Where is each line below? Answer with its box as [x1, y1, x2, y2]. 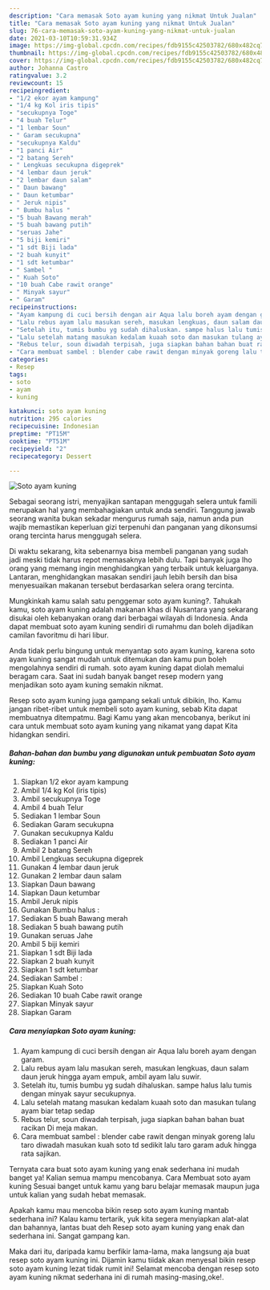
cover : [9, 57, 31, 65]
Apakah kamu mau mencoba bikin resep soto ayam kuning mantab [9, 1206, 229, 1215]
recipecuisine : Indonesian [9, 423, 99, 431]
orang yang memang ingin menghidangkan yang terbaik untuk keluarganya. [9, 563, 259, 573]
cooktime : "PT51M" [9, 437, 71, 445]
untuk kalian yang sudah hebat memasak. [9, 1190, 147, 1200]
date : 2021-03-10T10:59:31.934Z [9, 34, 117, 43]
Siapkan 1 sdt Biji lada [20, 948, 93, 957]
